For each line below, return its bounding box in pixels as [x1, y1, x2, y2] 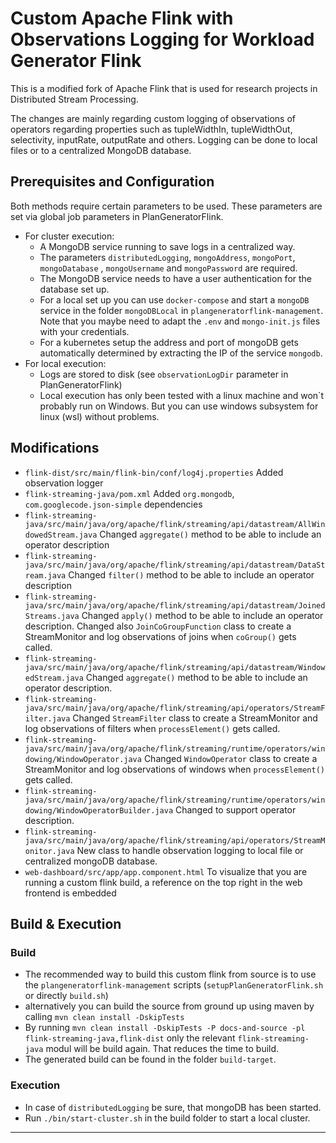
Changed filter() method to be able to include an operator [68, 568, 315, 581]
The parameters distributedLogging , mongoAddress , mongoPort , [39, 251, 296, 263]
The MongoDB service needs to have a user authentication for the [39, 272, 313, 284]
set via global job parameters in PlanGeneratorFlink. [10, 210, 224, 222]
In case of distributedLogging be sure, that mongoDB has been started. [24, 1101, 322, 1113]
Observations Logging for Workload [10, 28, 315, 51]
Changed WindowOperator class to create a [143, 752, 318, 764]
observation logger [24, 477, 104, 489]
